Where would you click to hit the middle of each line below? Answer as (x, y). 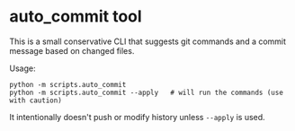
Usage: (22, 68)
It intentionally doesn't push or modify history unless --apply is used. (137, 117)
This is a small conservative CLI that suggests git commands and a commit (147, 41)
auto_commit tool (76, 17)
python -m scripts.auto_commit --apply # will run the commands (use (146, 92)
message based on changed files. (72, 50)
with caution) (36, 100)
